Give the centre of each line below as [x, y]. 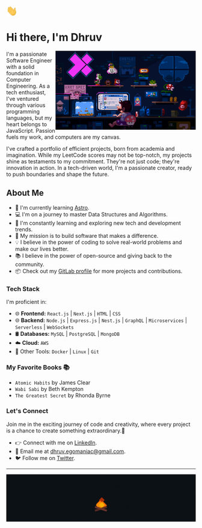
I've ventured [23, 99]
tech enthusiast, [26, 93]
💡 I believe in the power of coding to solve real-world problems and [98, 242]
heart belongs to [26, 124]
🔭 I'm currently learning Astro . [52, 207]
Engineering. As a [28, 86]
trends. [24, 229]
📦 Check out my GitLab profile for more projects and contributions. [99, 271]
